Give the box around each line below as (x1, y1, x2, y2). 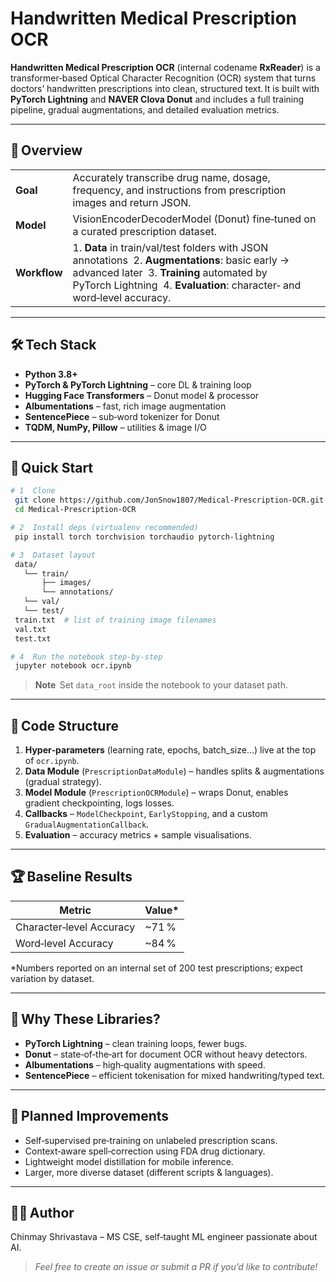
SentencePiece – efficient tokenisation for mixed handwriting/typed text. (24, 1069, 325, 1081)
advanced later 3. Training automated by (72, 265, 268, 279)
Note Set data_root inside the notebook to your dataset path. (34, 679, 288, 691)
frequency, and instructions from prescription (72, 183, 287, 197)
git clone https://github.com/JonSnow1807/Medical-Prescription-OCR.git (14, 495, 325, 506)
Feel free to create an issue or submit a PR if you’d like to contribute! (34, 1261, 318, 1273)
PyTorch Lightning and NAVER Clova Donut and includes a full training (10, 93, 305, 105)
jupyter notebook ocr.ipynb (14, 661, 132, 671)
